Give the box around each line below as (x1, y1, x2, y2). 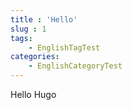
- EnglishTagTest (28, 42, 101, 53)
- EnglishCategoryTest (28, 61, 123, 71)
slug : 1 (10, 24, 47, 34)
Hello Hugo (10, 89, 57, 100)
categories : (10, 52, 60, 62)
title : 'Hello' (10, 14, 78, 25)
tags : (10, 33, 33, 43)
